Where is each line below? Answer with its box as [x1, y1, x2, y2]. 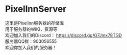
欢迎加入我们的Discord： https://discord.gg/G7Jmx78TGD [5, 32, 122, 38]
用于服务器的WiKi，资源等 [5, 26, 58, 32]
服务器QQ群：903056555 [5, 38, 57, 44]
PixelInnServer [5, 3, 67, 15]
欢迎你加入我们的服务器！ [5, 44, 57, 50]
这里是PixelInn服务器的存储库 [5, 20, 64, 26]
